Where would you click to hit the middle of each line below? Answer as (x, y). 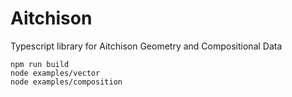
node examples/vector (55, 73)
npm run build (40, 64)
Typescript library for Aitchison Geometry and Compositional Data (146, 46)
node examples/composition (66, 82)
